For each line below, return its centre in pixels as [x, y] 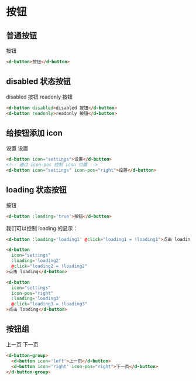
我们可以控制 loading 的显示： [42, 228]
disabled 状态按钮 [39, 82]
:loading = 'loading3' [36, 299]
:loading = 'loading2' [36, 261]
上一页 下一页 [22, 344]
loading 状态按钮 [37, 190]
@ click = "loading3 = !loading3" [49, 304]
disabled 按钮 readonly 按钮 [39, 97]
